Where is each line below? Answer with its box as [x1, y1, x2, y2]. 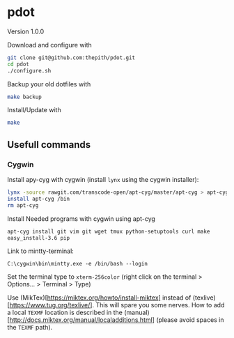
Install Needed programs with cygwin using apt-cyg [7, 214, 155, 223]
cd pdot [7, 61, 30, 68]
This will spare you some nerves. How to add [95, 301, 225, 309]
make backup [7, 93, 42, 100]
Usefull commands [7, 139, 91, 151]
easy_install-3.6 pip [7, 234, 70, 241]
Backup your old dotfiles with [7, 79, 91, 88]
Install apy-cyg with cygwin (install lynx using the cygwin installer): [7, 176, 199, 183]
